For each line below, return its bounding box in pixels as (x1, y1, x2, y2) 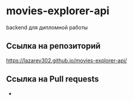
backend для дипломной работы (6, 24, 88, 31)
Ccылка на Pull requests (6, 74, 99, 84)
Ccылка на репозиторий (6, 41, 101, 51)
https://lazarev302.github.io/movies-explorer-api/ (6, 56, 127, 64)
